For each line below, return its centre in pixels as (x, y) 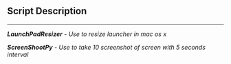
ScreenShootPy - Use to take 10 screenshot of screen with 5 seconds (107, 47)
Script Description (47, 11)
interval (18, 54)
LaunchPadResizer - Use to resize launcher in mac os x (87, 34)
